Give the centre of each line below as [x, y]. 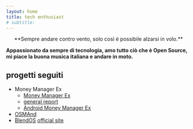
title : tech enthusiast [35, 17]
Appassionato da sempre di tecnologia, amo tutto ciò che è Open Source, [97, 50]
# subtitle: [21, 22]
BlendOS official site [39, 120]
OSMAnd [26, 114]
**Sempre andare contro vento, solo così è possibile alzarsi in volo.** [99, 39]
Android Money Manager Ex [57, 108]
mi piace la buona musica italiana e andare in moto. [70, 57]
